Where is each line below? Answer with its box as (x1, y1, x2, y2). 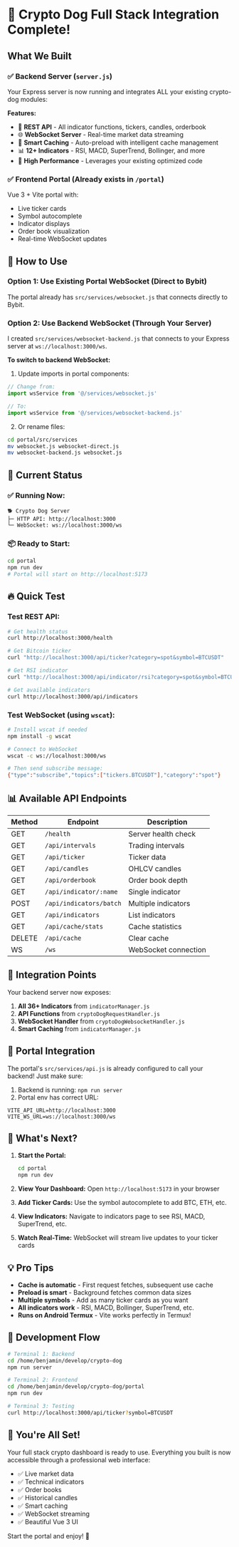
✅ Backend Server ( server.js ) (7, 71, 112, 81)
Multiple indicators (128, 898, 191, 908)
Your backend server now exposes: (7, 988, 112, 996)
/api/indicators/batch (45, 899, 122, 907)
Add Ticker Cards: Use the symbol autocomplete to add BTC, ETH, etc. (17, 1199, 227, 1207)
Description (147, 817, 188, 827)
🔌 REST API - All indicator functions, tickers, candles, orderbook (17, 123, 206, 131)
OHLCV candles (128, 864, 181, 874)
